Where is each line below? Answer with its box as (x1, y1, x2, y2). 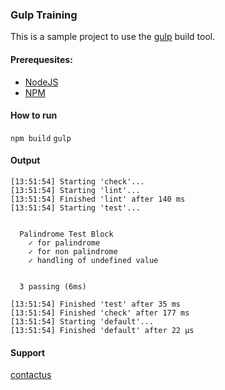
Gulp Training (10, 8, 78, 22)
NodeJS (24, 76, 59, 88)
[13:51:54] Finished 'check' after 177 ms (10, 308, 190, 318)
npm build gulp (10, 133, 72, 143)
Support (10, 346, 46, 358)
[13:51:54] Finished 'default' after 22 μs (10, 325, 195, 335)
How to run (10, 109, 58, 122)
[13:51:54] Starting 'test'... (10, 203, 141, 213)
